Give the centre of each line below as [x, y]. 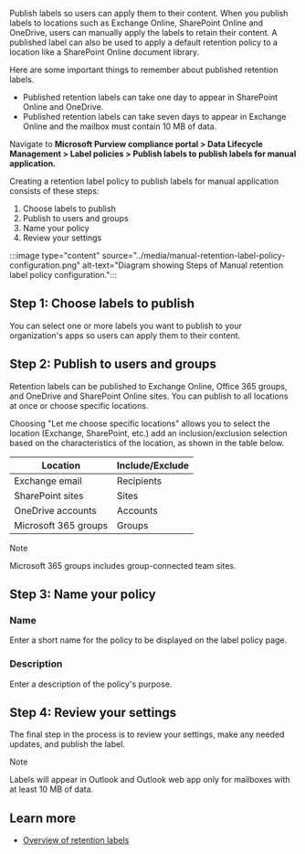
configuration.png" [45, 265]
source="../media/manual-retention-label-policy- [194, 256]
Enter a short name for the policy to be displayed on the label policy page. [148, 640]
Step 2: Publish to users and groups [113, 364]
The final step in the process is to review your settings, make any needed [147, 734]
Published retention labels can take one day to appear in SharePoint [150, 97]
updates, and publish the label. [68, 744]
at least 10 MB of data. [52, 789]
